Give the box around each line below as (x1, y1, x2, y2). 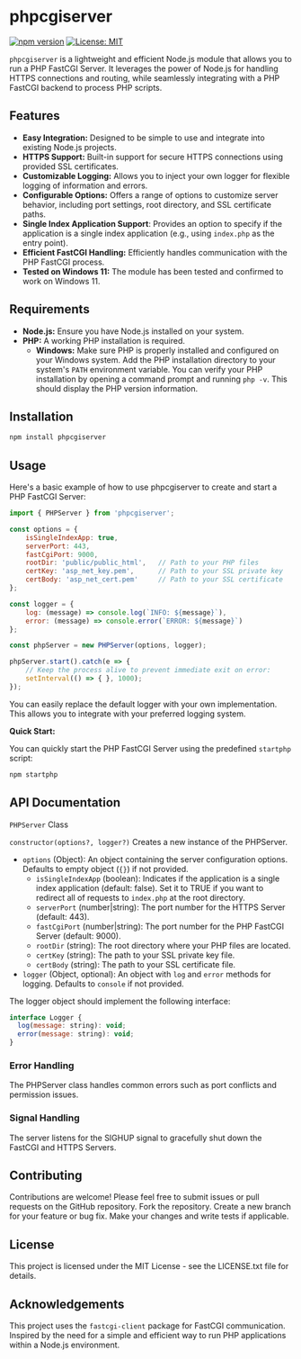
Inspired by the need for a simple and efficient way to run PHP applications (9, 1330, 287, 1341)
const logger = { (9, 599, 75, 608)
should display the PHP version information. (35, 382, 199, 393)
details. (9, 1271, 37, 1282)
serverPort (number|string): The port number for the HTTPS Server (35, 902, 286, 913)
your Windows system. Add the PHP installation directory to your (35, 354, 276, 365)
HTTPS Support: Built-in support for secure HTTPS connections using (22, 151, 283, 162)
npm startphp (9, 769, 58, 779)
